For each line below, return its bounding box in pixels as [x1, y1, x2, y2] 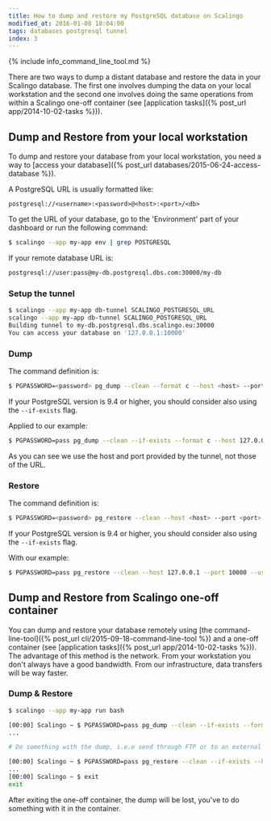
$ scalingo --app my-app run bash [8, 706, 125, 714]
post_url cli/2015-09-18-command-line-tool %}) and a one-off [52, 633, 259, 643]
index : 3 [8, 34, 38, 43]
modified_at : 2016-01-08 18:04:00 [8, 19, 125, 28]
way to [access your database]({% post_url [8, 160, 152, 170]
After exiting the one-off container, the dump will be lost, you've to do [8, 794, 240, 805]
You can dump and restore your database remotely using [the [8, 624, 213, 635]
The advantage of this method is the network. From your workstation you [8, 650, 252, 660]
